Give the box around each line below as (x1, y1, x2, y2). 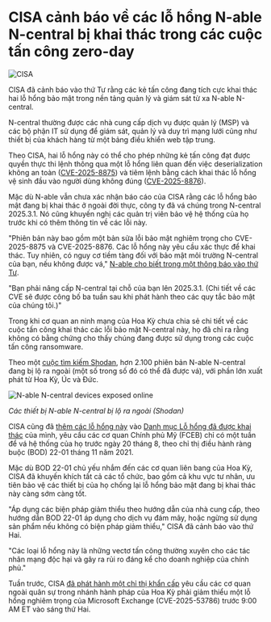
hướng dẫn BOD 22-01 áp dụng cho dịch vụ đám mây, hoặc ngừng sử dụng (8, 513, 258, 523)
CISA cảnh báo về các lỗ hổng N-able (8, 8, 262, 27)
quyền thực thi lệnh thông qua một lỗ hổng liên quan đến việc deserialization (8, 158, 263, 169)
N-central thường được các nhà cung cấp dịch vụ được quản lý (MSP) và (8, 117, 250, 127)
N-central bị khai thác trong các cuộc (8, 25, 263, 44)
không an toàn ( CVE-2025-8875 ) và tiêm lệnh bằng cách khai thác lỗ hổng (8, 167, 256, 177)
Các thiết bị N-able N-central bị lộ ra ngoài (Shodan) (8, 406, 184, 415)
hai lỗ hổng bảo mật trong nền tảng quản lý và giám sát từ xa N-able (8, 93, 236, 103)
